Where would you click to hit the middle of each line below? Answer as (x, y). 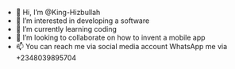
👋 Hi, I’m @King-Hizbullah (58, 12)
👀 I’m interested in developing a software (83, 21)
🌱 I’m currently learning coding (66, 29)
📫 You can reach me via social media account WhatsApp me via (121, 46)
